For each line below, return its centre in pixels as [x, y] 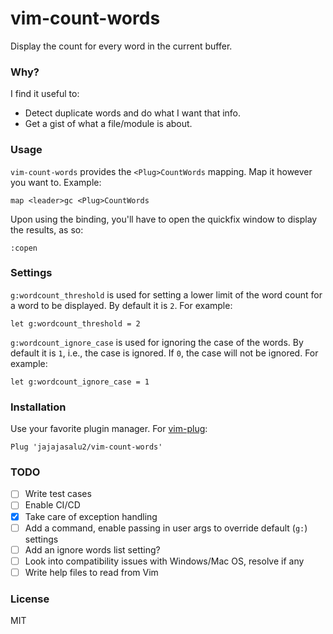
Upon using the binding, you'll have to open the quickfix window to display [164, 219]
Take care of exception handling [91, 516]
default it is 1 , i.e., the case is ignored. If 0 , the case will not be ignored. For [164, 353]
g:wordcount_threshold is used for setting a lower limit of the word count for [166, 294]
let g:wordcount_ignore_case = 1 [80, 382]
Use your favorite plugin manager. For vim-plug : [109, 429]
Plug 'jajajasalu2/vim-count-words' [86, 447]
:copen [24, 248]
